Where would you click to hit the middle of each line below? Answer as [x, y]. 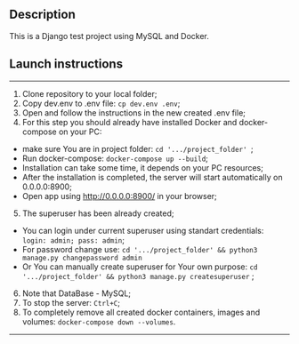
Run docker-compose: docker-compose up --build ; [115, 158]
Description [42, 15]
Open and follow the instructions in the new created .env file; [134, 112]
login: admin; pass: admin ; [73, 240]
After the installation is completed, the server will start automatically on [152, 177]
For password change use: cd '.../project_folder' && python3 [140, 249]
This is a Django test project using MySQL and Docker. [109, 36]
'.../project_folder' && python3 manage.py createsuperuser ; [138, 276]
